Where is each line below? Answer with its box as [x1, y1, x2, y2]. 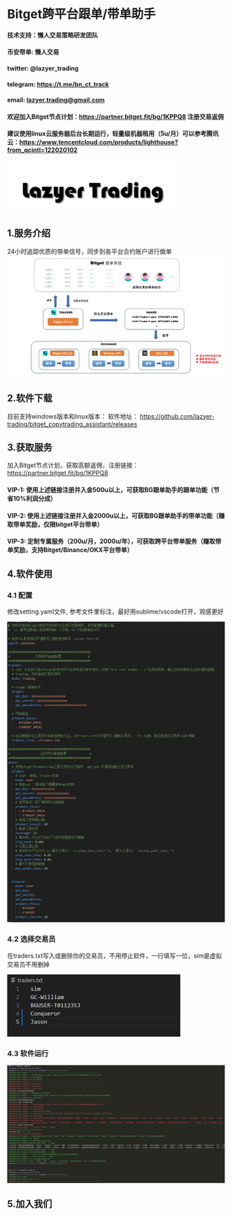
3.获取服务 [7, 441, 53, 453]
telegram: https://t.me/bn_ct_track [7, 80, 109, 88]
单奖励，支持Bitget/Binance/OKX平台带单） [7, 546, 133, 554]
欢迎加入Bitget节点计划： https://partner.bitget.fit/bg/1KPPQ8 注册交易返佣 [7, 112, 224, 121]
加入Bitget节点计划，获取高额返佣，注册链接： [7, 461, 139, 470]
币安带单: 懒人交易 [7, 48, 59, 56]
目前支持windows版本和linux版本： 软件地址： [7, 412, 139, 420]
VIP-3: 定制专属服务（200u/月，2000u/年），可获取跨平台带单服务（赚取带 [7, 537, 222, 546]
